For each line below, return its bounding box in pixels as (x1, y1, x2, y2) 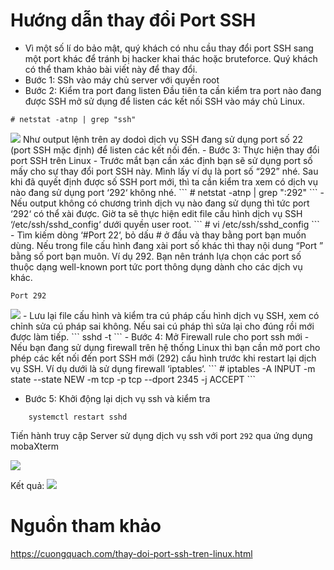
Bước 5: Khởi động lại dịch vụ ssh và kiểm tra (24, 392, 211, 404)
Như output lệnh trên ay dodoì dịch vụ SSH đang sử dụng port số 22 (22, 133, 303, 145)
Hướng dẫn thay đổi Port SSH (10, 9, 257, 32)
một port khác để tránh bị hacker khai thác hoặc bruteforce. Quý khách (24, 52, 318, 64)
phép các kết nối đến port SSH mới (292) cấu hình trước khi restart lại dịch (10, 352, 317, 364)
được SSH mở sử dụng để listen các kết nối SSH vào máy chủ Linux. (24, 95, 306, 107)
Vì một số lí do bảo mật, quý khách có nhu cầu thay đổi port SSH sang (24, 42, 314, 54)
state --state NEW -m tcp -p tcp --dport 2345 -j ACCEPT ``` (10, 373, 257, 385)
